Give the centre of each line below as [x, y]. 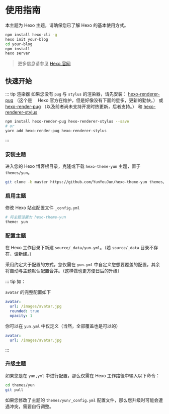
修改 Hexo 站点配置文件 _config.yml [43, 208]
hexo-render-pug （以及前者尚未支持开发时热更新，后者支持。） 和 [74, 107]
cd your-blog [19, 44]
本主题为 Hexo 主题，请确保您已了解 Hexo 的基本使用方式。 [67, 25]
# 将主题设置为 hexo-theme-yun [36, 217]
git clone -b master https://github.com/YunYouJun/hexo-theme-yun [76, 182]
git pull [14, 390]
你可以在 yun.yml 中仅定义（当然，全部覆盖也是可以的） [63, 326]
